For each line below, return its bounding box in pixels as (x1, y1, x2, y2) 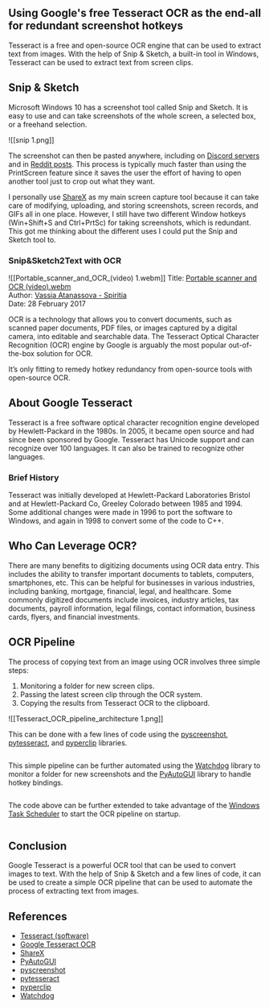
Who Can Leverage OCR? (8, 539, 137, 553)
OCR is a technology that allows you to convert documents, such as (8, 314, 233, 324)
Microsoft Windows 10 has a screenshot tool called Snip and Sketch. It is (8, 102, 249, 112)
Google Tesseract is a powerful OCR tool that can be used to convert (8, 861, 236, 870)
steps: (8, 665, 29, 675)
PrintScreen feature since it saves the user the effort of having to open (8, 168, 242, 177)
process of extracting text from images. (8, 886, 139, 896)
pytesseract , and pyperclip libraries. (8, 737, 128, 748)
